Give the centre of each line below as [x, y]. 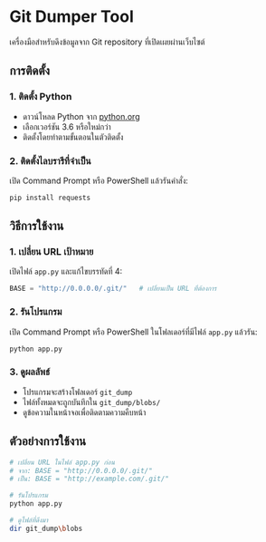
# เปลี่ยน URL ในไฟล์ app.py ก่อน [62, 462]
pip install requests [50, 198]
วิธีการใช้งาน [37, 226]
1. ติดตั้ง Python [41, 97]
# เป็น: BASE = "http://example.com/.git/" [90, 479]
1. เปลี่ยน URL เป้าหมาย [52, 252]
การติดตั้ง [30, 71]
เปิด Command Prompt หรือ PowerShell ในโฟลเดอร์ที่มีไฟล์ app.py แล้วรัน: [133, 332]
